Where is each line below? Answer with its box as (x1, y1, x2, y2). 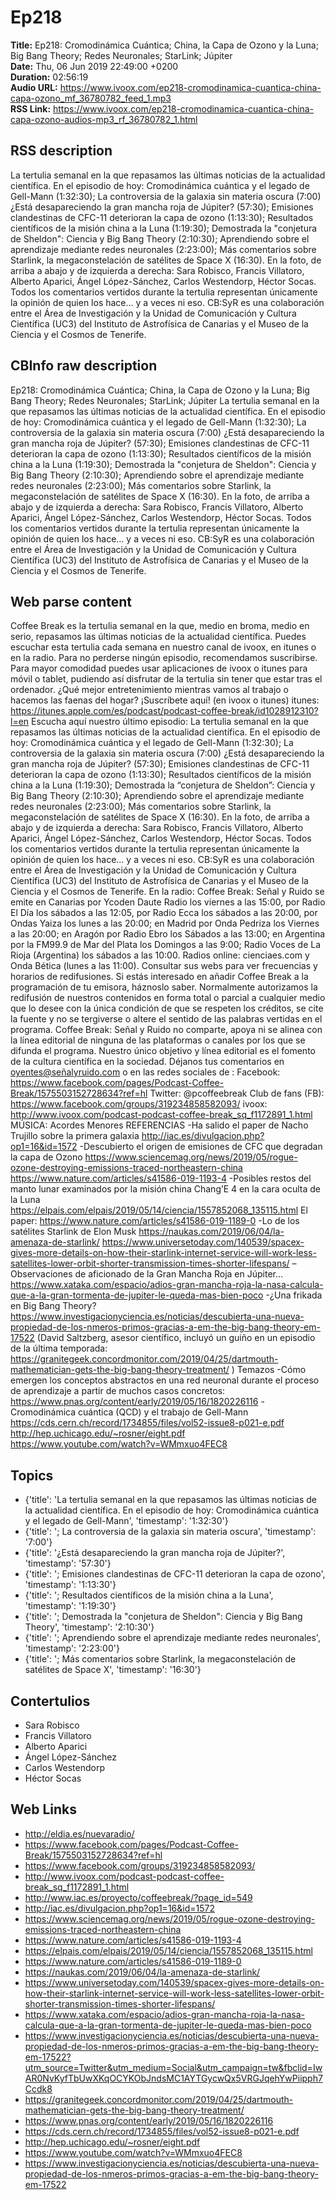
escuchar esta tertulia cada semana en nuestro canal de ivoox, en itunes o (10, 641, 317, 653)
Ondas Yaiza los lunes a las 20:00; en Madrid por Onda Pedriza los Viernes (10, 917, 320, 930)
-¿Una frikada (265, 1289, 323, 1301)
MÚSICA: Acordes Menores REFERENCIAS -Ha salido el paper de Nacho (10, 1119, 309, 1131)
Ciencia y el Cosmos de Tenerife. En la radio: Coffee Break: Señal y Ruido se (10, 886, 325, 898)
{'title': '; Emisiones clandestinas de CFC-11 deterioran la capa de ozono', (24, 1568, 326, 1580)
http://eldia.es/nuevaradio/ (24, 1827, 135, 1840)
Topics (10, 1467, 54, 1484)
